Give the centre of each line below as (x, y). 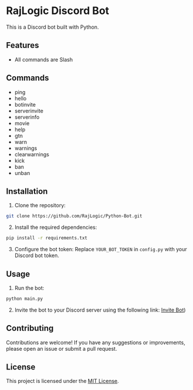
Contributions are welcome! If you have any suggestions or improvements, (96, 342)
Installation (27, 191)
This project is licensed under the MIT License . (63, 381)
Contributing (30, 328)
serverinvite (29, 111)
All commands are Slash (44, 59)
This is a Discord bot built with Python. (53, 27)
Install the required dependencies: (56, 227)
